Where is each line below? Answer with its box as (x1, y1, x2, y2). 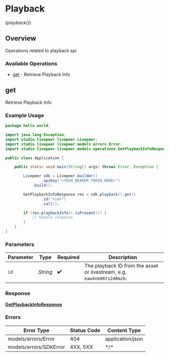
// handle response (32, 215, 73, 220)
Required (57, 254, 79, 261)
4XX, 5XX (69, 343, 93, 350)
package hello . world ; (5, 124, 51, 129)
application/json (105, 335, 143, 342)
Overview (5, 34, 37, 43)
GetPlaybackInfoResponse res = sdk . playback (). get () (23, 192, 136, 197)
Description (108, 254, 137, 261)
